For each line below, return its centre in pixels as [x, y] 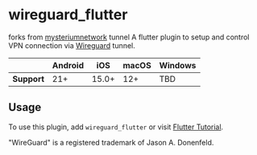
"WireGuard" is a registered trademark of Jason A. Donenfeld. [111, 142]
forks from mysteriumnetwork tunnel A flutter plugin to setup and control [129, 37]
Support [29, 79]
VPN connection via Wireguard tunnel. [72, 45]
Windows [178, 65]
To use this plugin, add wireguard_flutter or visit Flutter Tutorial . [116, 127]
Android [68, 65]
